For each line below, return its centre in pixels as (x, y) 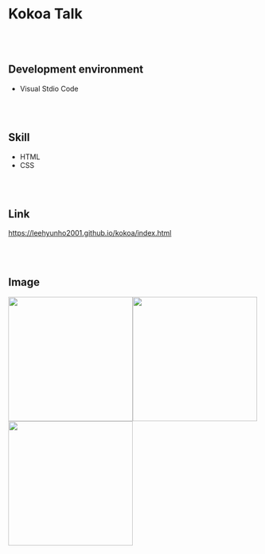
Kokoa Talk (45, 14)
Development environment (76, 70)
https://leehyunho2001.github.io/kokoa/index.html (90, 233)
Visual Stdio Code (49, 88)
